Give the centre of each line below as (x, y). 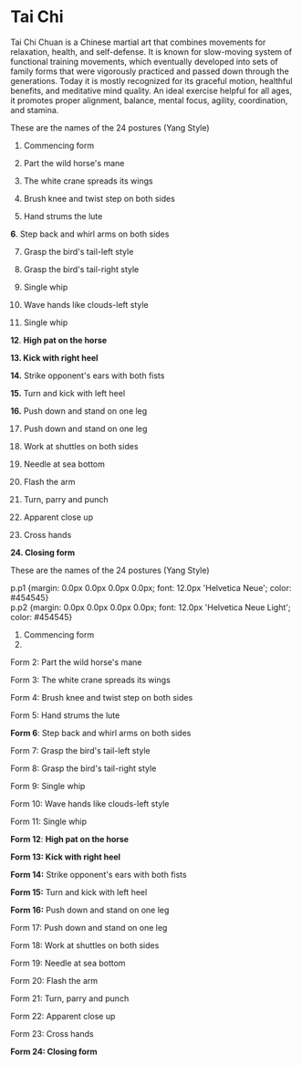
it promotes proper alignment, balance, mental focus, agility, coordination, (149, 100)
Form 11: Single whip (49, 821)
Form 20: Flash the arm (54, 980)
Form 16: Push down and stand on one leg (90, 910)
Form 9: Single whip (48, 786)
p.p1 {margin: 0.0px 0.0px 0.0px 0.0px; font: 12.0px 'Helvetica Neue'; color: (151, 587)
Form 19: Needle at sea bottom (68, 963)
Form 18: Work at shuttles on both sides (85, 945)
